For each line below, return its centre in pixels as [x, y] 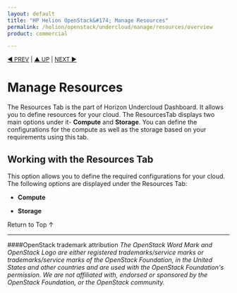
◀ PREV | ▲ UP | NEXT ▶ [42, 60]
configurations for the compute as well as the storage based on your [107, 130]
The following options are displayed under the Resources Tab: [97, 183]
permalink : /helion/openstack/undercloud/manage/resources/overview [110, 27]
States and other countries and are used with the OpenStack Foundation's [116, 267]
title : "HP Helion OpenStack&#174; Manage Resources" [88, 20]
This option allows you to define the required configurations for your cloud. [116, 176]
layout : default [31, 14]
